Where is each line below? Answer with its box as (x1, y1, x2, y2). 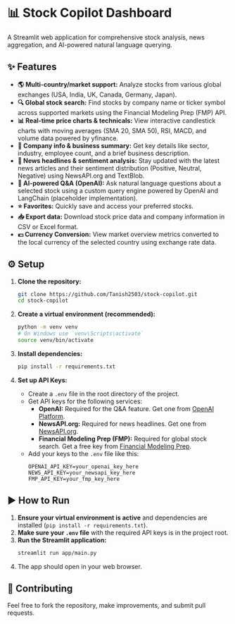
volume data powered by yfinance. (17, 134, 118, 142)
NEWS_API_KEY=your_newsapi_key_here (27, 469, 136, 476)
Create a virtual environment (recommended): (17, 310, 156, 319)
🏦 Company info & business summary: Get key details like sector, (17, 141, 210, 149)
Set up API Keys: (17, 376, 68, 384)
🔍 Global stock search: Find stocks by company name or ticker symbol (17, 98, 226, 106)
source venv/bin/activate (17, 337, 94, 344)
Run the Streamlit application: (17, 536, 107, 544)
